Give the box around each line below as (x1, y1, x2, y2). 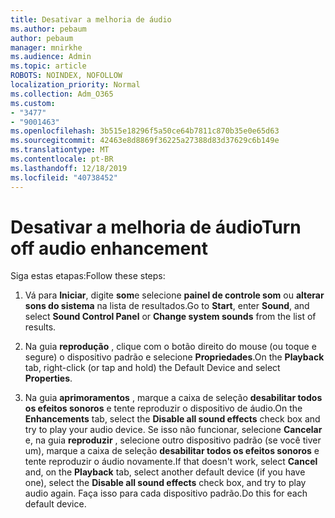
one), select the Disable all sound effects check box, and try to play (24, 477, 307, 489)
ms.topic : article (10, 61, 87, 71)
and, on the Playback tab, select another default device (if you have (24, 466, 306, 478)
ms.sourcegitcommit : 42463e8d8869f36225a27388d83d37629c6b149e (10, 136, 280, 146)
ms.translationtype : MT (10, 145, 110, 155)
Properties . (24, 372, 73, 385)
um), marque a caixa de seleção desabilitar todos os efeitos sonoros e (24, 445, 320, 457)
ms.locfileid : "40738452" (10, 172, 118, 183)
